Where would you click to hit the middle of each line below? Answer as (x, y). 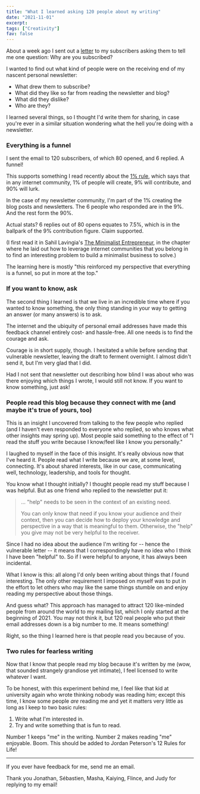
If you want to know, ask (42, 289)
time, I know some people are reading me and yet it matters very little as (95, 701)
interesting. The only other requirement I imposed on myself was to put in (96, 581)
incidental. (19, 563)
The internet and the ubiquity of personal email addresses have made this (97, 326)
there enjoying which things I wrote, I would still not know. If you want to (95, 381)
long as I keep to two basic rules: (47, 708)
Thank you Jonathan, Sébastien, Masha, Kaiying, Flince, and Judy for (91, 778)
